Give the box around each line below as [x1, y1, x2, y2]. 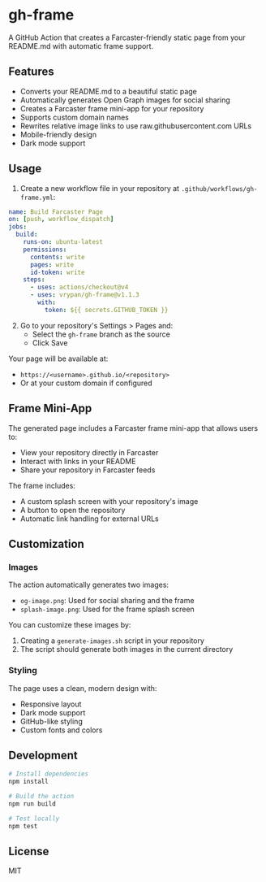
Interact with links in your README [19, 456, 136, 466]
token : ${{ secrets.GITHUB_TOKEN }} [44, 306, 169, 314]
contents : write [29, 253, 85, 261]
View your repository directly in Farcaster [19, 447, 159, 457]
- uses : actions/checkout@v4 [29, 283, 129, 292]
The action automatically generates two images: [8, 580, 169, 590]
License [8, 845, 49, 858]
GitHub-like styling [19, 716, 83, 726]
